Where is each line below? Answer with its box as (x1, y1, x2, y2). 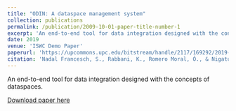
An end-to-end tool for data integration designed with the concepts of (7, 75, 210, 83)
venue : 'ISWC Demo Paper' (7, 43, 83, 50)
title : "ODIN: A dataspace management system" (7, 10, 146, 17)
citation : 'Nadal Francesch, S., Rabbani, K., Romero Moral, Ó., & (7, 56, 209, 63)
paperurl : (7, 50, 37, 57)
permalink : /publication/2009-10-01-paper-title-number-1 (7, 23, 181, 30)
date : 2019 (7, 36, 39, 43)
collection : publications (7, 17, 83, 24)
